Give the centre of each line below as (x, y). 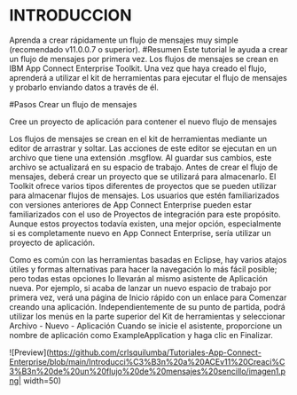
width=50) (43, 380)
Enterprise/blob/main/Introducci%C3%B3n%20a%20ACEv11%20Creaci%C (147, 361)
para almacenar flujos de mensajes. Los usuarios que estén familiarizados (145, 195)
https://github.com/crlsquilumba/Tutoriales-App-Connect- (155, 352)
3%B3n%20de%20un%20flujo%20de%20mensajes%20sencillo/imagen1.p (148, 371)
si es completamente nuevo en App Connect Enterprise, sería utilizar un (141, 233)
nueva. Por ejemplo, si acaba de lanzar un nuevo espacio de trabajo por (141, 288)
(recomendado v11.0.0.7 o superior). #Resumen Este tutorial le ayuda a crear (148, 49)
